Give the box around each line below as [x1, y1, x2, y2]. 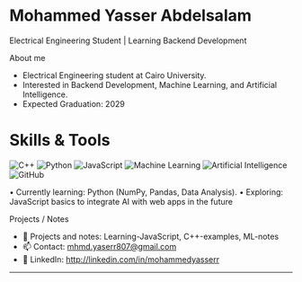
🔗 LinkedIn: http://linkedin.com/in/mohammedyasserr [22, 253, 220, 265]
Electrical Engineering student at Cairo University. [22, 69, 207, 81]
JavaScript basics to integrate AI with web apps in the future [9, 196, 234, 207]
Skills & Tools [9, 130, 111, 151]
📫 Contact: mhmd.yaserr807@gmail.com [22, 241, 177, 251]
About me [9, 52, 46, 63]
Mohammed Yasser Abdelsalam [9, 5, 252, 26]
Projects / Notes [9, 213, 69, 225]
